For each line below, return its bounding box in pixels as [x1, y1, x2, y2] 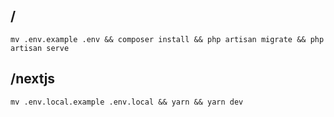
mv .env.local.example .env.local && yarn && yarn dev [10, 97, 244, 107]
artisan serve [10, 43, 70, 53]
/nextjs [10, 70, 56, 88]
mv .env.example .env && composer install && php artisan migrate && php [10, 34, 325, 44]
